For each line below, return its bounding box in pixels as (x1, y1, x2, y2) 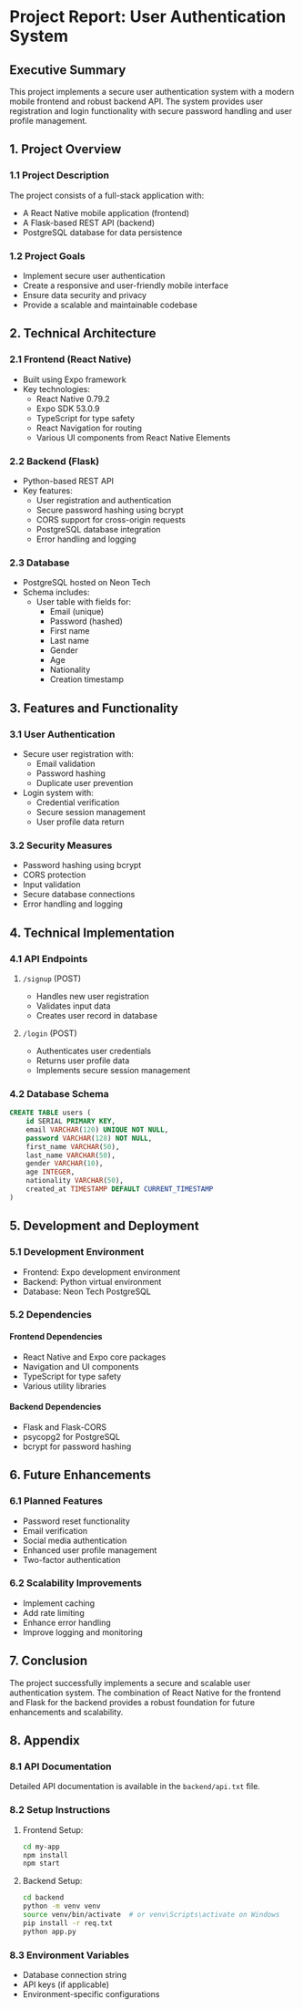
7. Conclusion (9, 1653, 88, 1669)
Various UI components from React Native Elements (35, 431, 231, 443)
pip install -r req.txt (22, 1918, 114, 1928)
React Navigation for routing (35, 422, 143, 433)
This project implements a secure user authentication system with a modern (9, 87, 295, 97)
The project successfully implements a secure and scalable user (9, 1677, 251, 1688)
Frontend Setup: (22, 1824, 84, 1835)
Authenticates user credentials (35, 1045, 152, 1056)
